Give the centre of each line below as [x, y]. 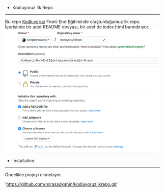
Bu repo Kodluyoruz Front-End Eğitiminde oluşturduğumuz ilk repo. [73, 22]
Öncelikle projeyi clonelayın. [34, 174]
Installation [23, 160]
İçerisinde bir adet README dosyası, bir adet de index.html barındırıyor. [77, 27]
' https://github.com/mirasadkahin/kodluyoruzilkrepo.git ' [61, 184]
